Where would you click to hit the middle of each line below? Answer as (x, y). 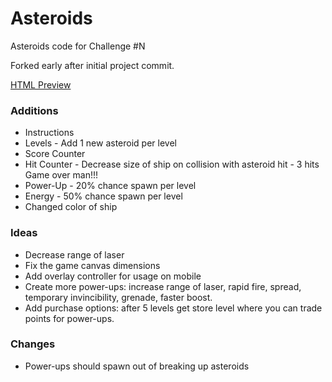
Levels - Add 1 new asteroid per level (100, 143)
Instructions (49, 133)
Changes (33, 344)
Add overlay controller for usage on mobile (113, 276)
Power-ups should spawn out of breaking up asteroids (137, 366)
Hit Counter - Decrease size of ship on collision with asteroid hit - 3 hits (172, 164)
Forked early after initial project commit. (92, 65)
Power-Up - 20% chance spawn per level (110, 186)
